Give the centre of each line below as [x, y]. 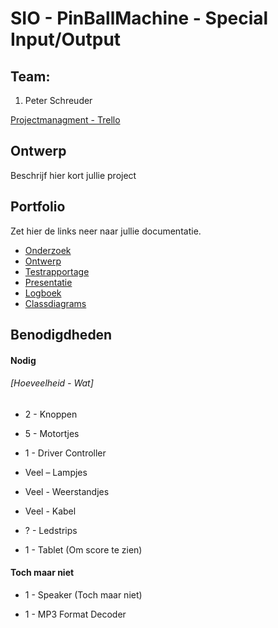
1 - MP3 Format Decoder [75, 614]
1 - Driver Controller [65, 453]
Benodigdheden [61, 335]
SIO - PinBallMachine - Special [139, 18]
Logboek [43, 293]
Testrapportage [57, 271]
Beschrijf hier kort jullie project [73, 175]
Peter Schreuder [58, 100]
